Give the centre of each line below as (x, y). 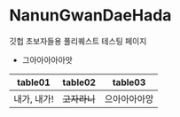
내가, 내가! (34, 98)
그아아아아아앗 (47, 59)
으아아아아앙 (129, 98)
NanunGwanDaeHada (90, 16)
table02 (79, 82)
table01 (34, 82)
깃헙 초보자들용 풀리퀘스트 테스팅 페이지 (78, 41)
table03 (129, 82)
